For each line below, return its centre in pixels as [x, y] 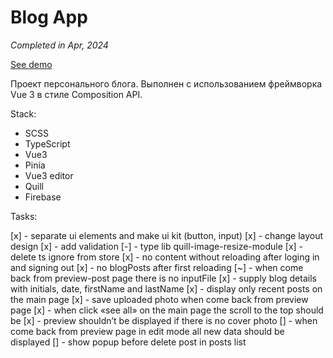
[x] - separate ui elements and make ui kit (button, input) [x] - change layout [167, 235]
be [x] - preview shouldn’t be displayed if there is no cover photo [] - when [164, 320]
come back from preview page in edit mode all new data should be [147, 331]
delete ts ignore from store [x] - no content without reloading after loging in [165, 257]
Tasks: [24, 216]
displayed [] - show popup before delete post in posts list [128, 342]
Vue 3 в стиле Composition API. [76, 94]
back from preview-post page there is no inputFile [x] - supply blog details [163, 278]
